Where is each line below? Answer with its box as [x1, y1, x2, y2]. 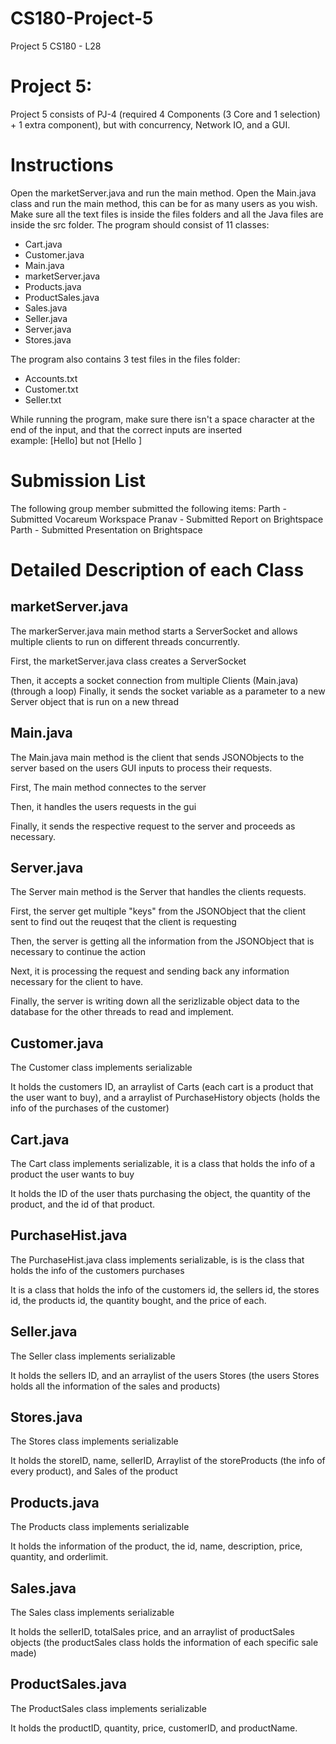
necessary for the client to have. [10, 976, 144, 988]
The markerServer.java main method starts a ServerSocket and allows [10, 625, 298, 637]
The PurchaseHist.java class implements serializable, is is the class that [10, 1253, 305, 1266]
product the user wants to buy [10, 1168, 135, 1180]
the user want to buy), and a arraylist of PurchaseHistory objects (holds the [10, 1092, 321, 1104]
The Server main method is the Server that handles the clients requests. [10, 886, 307, 898]
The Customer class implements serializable [10, 1062, 193, 1074]
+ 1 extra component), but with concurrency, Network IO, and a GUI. [10, 118, 291, 131]
